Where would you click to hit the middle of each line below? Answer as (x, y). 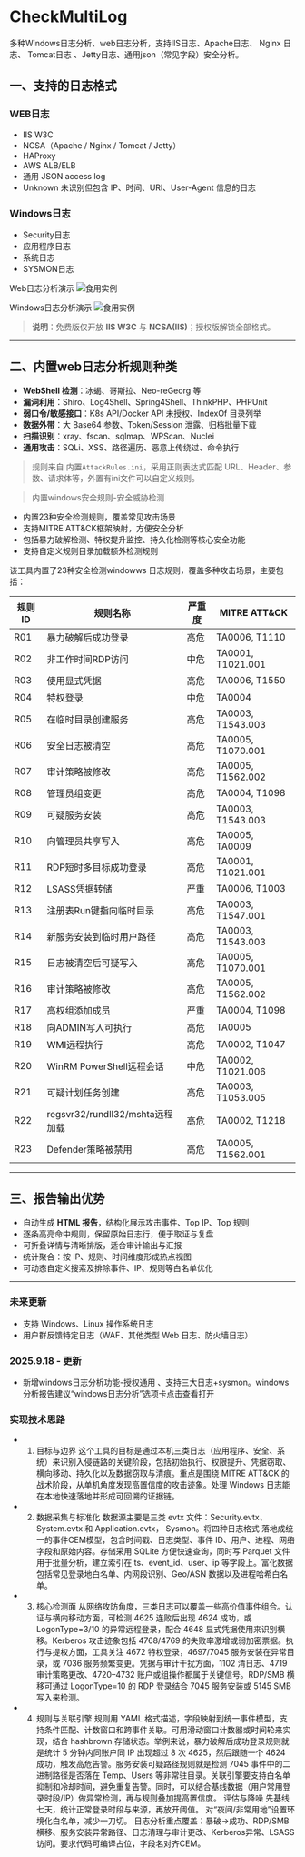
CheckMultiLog (69, 17)
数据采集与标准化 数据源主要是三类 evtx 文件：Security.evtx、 (152, 1518)
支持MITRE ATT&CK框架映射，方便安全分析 (103, 528)
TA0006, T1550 (251, 680)
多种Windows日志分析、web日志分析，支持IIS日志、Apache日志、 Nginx (145, 43)
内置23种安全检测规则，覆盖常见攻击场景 (99, 517)
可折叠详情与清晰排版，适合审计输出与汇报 (102, 1245)
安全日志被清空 (79, 745)
